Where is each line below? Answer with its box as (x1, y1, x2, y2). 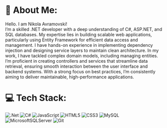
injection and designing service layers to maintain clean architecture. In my (5, 47, 159, 53)
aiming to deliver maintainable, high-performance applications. (5, 74, 135, 80)
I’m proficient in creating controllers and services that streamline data (5, 58, 148, 64)
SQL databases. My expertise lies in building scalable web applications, (5, 31, 152, 37)
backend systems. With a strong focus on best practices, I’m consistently (5, 68, 156, 74)
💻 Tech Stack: (5, 92, 67, 104)
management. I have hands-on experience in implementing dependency (5, 42, 153, 48)
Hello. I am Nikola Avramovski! (5, 21, 67, 27)
